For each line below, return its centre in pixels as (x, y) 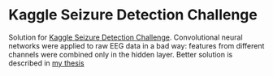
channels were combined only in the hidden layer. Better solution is (121, 54)
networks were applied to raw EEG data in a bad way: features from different (136, 45)
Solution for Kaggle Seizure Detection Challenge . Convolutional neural (126, 37)
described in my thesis (46, 63)
